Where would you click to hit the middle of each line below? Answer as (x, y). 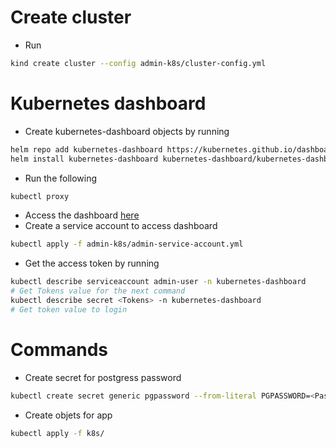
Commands (59, 349)
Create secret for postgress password (103, 377)
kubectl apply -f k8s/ (57, 433)
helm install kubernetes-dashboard (84, 159)
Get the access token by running (92, 263)
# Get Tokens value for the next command (98, 291)
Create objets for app (68, 415)
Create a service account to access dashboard (121, 226)
